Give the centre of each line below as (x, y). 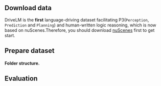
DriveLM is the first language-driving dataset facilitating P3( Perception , (77, 20)
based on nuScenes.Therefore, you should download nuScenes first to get (80, 30)
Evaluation (21, 78)
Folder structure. (22, 63)
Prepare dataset (30, 51)
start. (10, 35)
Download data (28, 8)
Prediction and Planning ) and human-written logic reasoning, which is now (80, 25)
